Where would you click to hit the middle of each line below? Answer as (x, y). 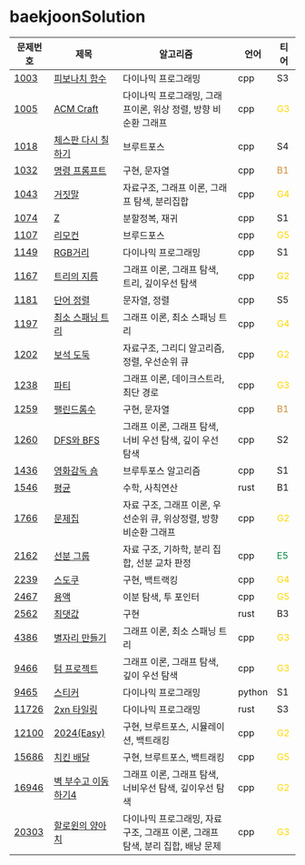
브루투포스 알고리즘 (162, 470)
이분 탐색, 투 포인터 (161, 597)
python (253, 691)
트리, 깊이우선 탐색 (160, 283)
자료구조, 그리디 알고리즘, (173, 347)
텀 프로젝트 (76, 669)
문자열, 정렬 (146, 300)
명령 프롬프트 (80, 170)
